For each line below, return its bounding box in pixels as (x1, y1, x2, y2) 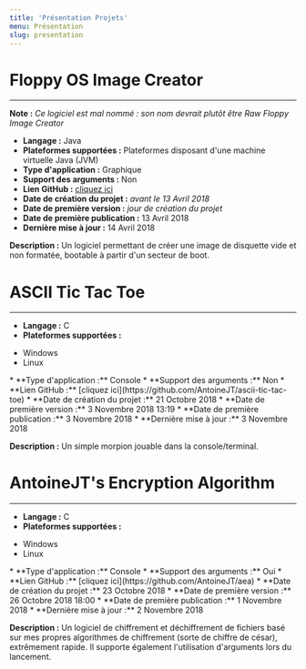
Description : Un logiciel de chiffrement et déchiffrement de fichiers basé (9, 623, 286, 634)
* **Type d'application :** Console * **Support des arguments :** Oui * (9, 566, 282, 577)
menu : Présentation (9, 22, 84, 31)
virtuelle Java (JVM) (22, 155, 99, 166)
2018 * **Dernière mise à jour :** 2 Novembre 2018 (9, 604, 204, 615)
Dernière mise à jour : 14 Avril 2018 (22, 222, 156, 233)
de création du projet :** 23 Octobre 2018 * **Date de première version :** (9, 585, 291, 596)
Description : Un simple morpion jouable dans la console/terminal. (9, 441, 260, 451)
